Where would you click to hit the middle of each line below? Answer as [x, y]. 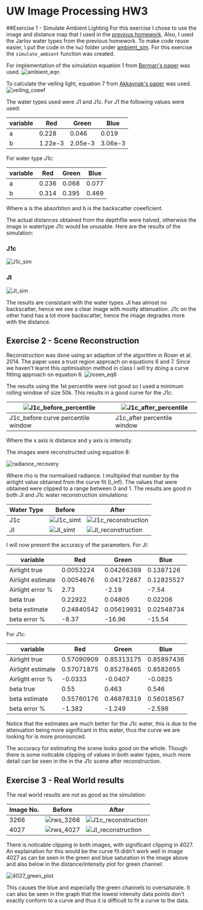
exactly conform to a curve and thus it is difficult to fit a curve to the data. [98, 900]
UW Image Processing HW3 [77, 11]
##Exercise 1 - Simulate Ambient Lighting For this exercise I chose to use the [101, 28]
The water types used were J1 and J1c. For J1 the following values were [95, 102]
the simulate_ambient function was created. [60, 53]
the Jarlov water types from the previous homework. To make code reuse [98, 41]
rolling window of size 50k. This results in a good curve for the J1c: [90, 393]
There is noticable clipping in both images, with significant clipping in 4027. [100, 845]
